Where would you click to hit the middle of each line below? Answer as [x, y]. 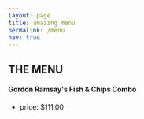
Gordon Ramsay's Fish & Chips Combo [72, 89]
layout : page [30, 15]
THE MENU [36, 69]
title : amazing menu [42, 23]
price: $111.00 [42, 106]
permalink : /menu [37, 30]
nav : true [24, 37]
